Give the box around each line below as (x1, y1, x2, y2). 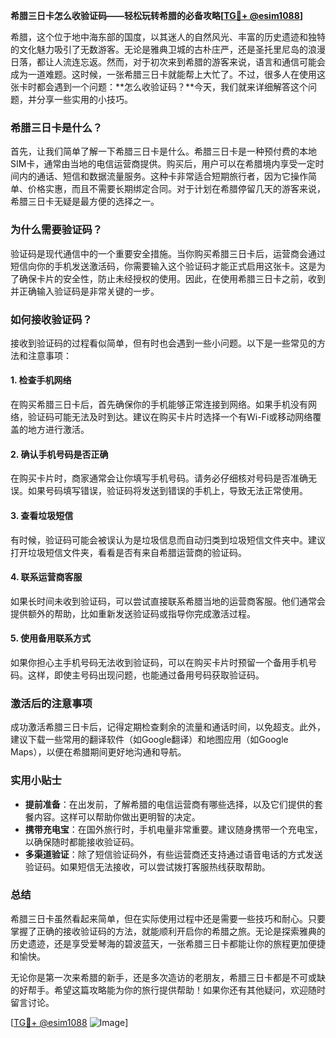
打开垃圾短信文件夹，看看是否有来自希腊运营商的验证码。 (10, 546, 247, 558)
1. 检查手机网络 (10, 374, 72, 386)
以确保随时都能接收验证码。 (24, 835, 140, 848)
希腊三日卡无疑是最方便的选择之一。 (10, 195, 160, 208)
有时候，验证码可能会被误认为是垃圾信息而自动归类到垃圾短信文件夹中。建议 (10, 534, 326, 546)
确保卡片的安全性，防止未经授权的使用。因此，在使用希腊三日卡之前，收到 (18, 272, 326, 284)
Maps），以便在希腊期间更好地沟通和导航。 (10, 746, 187, 758)
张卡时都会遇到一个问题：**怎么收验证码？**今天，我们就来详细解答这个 (10, 81, 309, 93)
